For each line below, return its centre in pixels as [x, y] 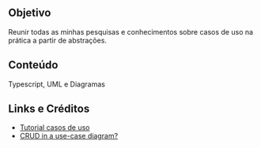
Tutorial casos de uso [55, 128]
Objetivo [30, 13]
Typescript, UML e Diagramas [57, 84]
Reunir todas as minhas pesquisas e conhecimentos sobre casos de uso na [131, 31]
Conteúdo [33, 65]
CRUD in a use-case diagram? [69, 136]
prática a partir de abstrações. [57, 40]
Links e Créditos [49, 109]
